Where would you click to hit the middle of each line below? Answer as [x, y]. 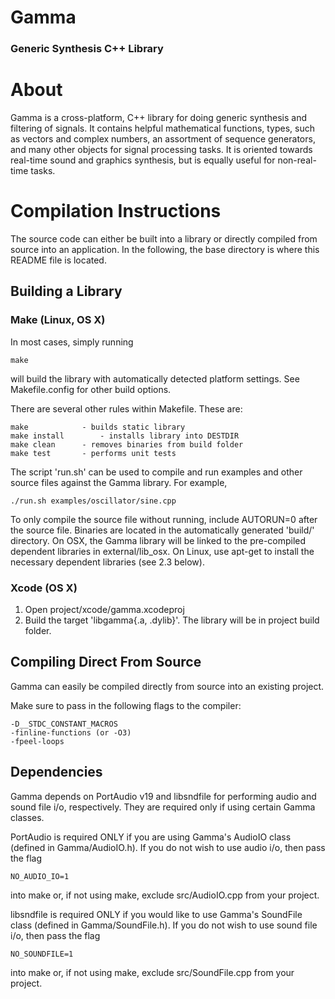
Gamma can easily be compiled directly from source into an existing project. [167, 686]
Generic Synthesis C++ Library [87, 49]
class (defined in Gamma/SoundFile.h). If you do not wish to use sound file [164, 925]
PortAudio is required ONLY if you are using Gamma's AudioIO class [151, 837]
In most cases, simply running [72, 342]
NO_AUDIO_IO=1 [40, 876]
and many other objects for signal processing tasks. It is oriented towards [161, 150]
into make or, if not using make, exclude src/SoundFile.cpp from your [152, 972]
